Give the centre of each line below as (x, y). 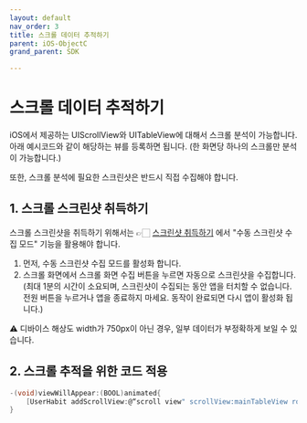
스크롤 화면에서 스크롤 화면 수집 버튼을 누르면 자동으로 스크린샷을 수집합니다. (159, 274)
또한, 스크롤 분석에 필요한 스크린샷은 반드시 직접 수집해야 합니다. (124, 177)
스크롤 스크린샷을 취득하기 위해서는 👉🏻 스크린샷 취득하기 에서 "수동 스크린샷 (146, 232)
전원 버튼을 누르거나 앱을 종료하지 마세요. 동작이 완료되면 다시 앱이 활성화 (153, 297)
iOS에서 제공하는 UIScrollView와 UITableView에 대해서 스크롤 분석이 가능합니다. (153, 135)
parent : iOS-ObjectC (49, 43)
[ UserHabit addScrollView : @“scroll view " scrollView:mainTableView (157, 402)
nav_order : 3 (34, 26)
